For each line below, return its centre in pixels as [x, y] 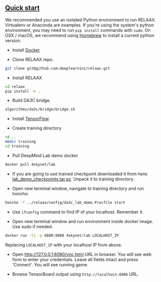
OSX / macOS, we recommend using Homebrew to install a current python [80, 35]
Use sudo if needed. [32, 226]
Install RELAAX [27, 78]
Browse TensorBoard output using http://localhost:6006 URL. [75, 274]
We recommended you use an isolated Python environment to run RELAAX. [80, 20]
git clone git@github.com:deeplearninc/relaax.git [58, 68]
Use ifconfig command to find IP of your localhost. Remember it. [78, 212]
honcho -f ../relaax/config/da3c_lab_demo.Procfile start [65, 202]
